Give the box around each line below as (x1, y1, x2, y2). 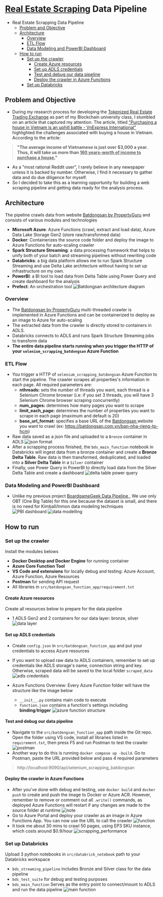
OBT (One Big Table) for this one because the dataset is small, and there (12, 498, 157, 504)
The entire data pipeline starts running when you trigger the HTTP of (12, 343, 154, 349)
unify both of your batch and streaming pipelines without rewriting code (12, 252, 157, 258)
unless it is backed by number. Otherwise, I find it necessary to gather (12, 169, 153, 175)
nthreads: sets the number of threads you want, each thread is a (19, 387, 149, 393)
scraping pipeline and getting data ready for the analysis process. (12, 184, 144, 191)
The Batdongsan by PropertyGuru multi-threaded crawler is (12, 306, 132, 313)
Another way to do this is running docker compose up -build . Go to (12, 750, 145, 756)
